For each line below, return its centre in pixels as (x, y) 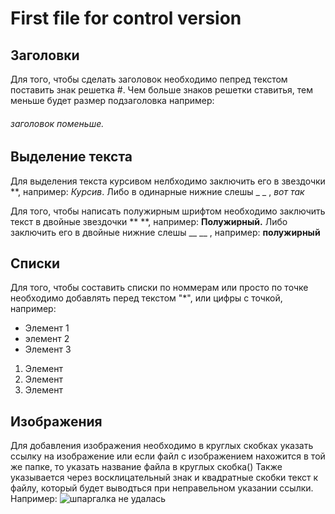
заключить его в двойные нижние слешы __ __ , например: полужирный (165, 232)
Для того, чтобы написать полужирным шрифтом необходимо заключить (168, 211)
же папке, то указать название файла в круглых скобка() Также (146, 467)
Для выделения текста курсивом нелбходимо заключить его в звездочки (168, 181)
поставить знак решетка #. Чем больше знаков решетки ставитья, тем (162, 90)
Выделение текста (71, 157)
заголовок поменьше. (57, 123)
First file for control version (126, 18)
